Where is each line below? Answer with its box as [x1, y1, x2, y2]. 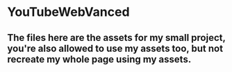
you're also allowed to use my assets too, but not [7, 42, 224, 54]
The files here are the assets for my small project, [7, 32, 226, 44]
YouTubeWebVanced [7, 4, 130, 20]
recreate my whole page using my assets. [7, 53, 192, 65]
